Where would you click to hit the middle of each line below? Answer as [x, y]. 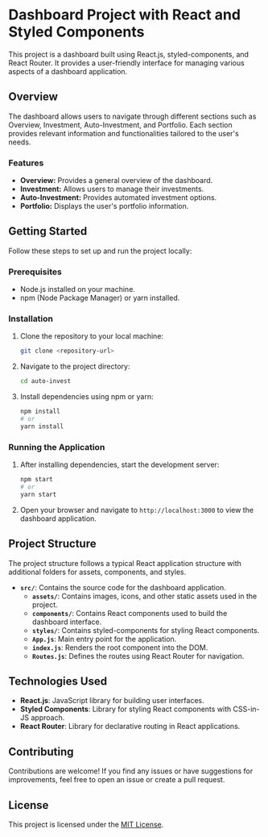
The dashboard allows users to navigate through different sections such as [132, 116]
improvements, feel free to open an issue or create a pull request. [117, 780]
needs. [20, 142]
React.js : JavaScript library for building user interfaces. [112, 701]
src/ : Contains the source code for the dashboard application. [123, 587]
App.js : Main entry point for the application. [104, 639]
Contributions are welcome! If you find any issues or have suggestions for [131, 771]
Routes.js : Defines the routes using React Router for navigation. [138, 656]
